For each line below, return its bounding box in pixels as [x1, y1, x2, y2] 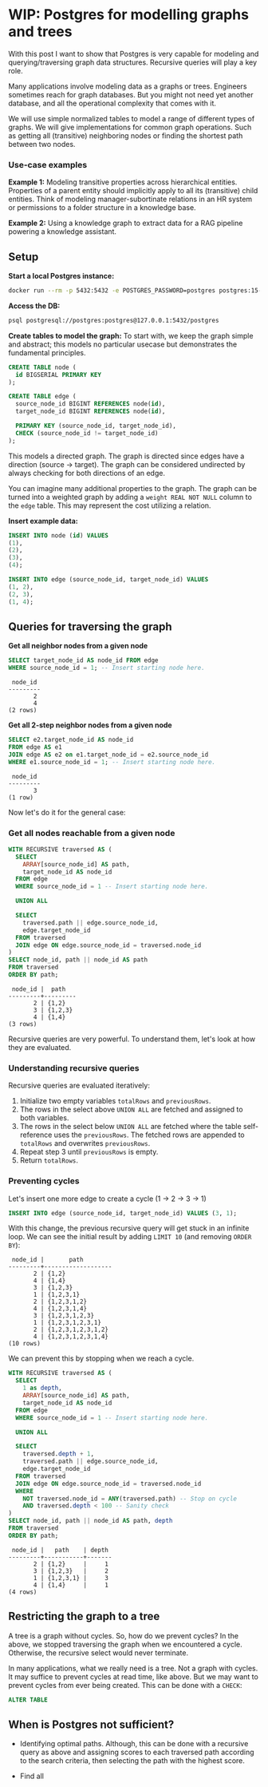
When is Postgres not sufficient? [8, 1718, 175, 1731]
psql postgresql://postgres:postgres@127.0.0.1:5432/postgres [8, 316, 219, 324]
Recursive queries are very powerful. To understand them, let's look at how [8, 1034, 256, 1044]
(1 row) [8, 793, 34, 802]
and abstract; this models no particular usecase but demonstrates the [8, 339, 238, 349]
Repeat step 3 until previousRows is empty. [19, 1147, 159, 1157]
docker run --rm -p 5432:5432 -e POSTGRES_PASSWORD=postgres [8, 287, 216, 295]
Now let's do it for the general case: [8, 807, 126, 817]
